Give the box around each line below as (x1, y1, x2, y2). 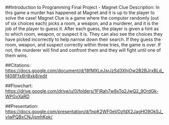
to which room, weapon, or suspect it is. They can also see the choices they (5, 31, 163, 37)
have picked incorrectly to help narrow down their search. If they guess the (5, 36, 161, 42)
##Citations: (5, 62, 31, 68)
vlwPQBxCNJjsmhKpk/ (5, 114, 53, 120)
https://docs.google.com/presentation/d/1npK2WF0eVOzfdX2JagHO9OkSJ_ (5, 108, 163, 114)
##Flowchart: (5, 83, 33, 89)
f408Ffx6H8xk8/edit (5, 73, 48, 79)
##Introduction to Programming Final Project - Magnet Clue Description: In (5, 5, 160, 10)
